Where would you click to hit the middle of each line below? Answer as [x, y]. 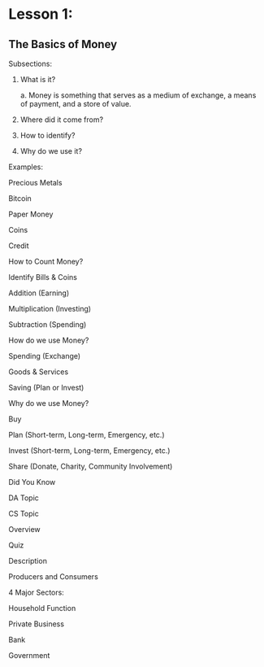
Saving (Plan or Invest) [46, 388]
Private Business [37, 624]
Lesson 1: [41, 14]
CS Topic [24, 514]
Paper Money [31, 214]
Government [29, 655]
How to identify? [48, 135]
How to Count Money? [46, 262]
